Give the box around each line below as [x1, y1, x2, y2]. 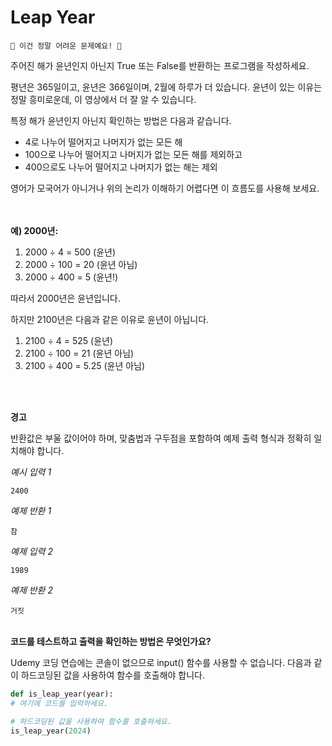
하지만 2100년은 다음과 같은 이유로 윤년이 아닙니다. [10, 313, 210, 325]
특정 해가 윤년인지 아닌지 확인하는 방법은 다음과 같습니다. [10, 114, 232, 126]
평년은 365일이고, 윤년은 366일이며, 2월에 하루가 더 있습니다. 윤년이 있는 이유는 [10, 81, 323, 93]
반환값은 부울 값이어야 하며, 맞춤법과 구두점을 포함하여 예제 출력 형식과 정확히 [10, 432, 312, 444]
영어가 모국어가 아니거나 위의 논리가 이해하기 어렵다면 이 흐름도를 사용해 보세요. [10, 182, 320, 194]
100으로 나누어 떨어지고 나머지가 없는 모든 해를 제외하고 [24, 148, 243, 160]
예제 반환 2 [10, 584, 53, 596]
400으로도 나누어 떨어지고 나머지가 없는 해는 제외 [24, 161, 218, 173]
